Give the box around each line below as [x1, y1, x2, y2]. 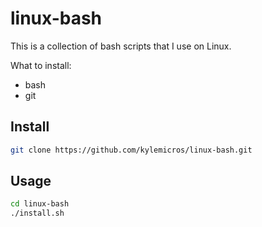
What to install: [10, 59, 72, 71]
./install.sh [10, 208, 65, 219]
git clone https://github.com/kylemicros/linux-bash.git [10, 145, 253, 155]
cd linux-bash [10, 199, 70, 209]
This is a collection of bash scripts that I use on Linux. [10, 40, 232, 52]
